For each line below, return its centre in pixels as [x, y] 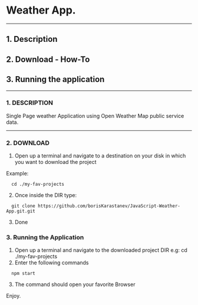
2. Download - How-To [48, 59]
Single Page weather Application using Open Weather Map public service [95, 116]
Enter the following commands [52, 263]
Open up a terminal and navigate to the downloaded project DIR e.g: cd [101, 250]
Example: [17, 173]
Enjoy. [14, 296]
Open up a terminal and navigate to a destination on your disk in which [100, 156]
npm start [23, 274]
